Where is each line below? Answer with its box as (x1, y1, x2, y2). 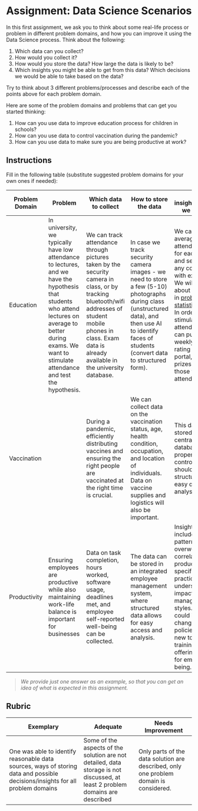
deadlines (86, 593, 114, 601)
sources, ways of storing (9, 762, 78, 770)
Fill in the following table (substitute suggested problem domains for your (6, 171, 184, 178)
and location (130, 454, 165, 462)
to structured (130, 356, 167, 364)
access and (130, 626, 163, 634)
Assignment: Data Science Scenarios (6, 4, 192, 18)
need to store (130, 275, 167, 283)
